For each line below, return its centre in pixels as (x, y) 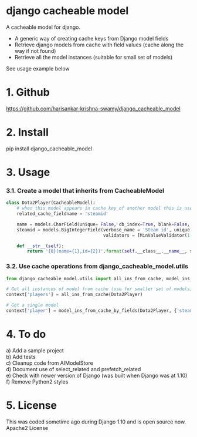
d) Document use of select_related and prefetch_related (74, 369)
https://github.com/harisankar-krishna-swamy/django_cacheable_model (93, 108)
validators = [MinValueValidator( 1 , (148, 235)
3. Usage (28, 172)
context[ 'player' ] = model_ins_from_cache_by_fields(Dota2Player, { (91, 311)
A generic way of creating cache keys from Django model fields (91, 38)
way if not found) (35, 51)
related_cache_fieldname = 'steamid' (63, 214)
